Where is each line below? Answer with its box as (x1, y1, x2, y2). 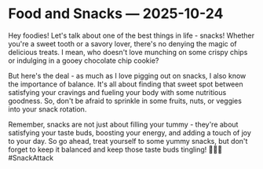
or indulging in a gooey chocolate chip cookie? (8, 56, 159, 65)
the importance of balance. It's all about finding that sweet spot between (8, 79, 243, 89)
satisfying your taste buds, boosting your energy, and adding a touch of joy (8, 127, 251, 138)
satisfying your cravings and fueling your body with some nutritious (8, 87, 227, 97)
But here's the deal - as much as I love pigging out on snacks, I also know (8, 71, 247, 80)
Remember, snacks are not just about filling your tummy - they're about (8, 119, 239, 129)
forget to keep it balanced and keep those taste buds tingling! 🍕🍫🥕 (8, 145, 222, 154)
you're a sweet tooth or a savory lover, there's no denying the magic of (8, 39, 237, 48)
